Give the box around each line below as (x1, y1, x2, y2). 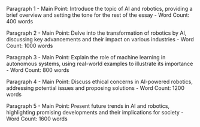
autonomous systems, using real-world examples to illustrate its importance (6, 60, 193, 67)
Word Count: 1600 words (6, 115, 68, 122)
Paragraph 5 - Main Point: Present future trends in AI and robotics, (6, 102, 169, 110)
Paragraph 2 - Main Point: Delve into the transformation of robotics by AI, (6, 29, 187, 37)
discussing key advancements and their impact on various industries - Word (6, 36, 195, 43)
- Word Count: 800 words (6, 66, 69, 74)
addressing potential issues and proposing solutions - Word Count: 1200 (6, 84, 184, 92)
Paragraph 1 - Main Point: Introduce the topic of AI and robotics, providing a (6, 5, 193, 12)
